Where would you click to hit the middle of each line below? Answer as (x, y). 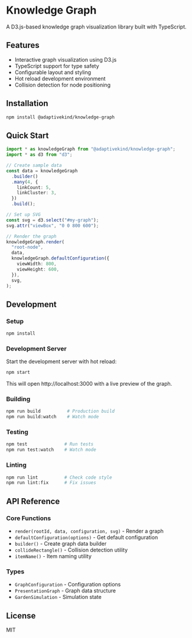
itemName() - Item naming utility (53, 556)
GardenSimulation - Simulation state (58, 597)
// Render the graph (32, 236)
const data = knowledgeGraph (42, 171)
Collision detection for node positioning (63, 85)
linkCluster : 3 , (37, 193)
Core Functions (29, 518)
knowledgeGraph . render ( (35, 242)
